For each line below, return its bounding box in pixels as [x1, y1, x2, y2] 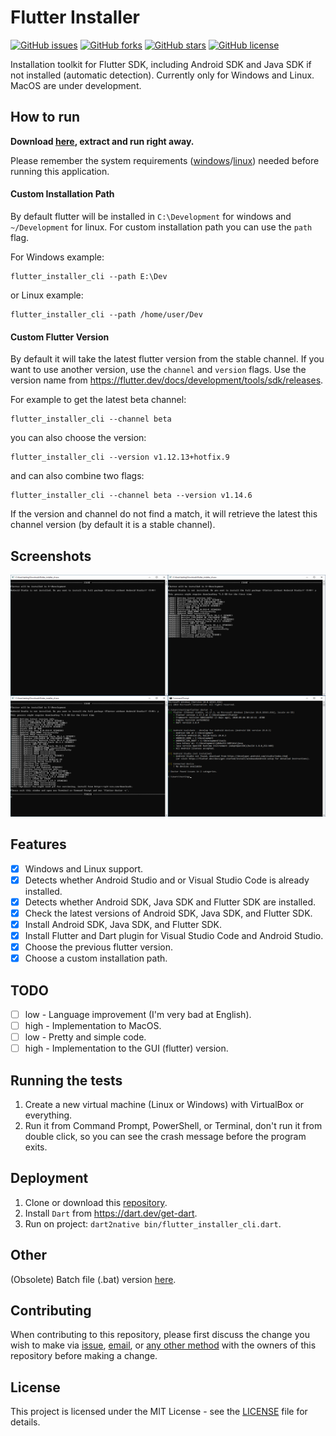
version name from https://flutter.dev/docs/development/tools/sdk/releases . [10, 374, 324, 386]
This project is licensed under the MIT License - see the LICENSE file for [10, 1406, 308, 1418]
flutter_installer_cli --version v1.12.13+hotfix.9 [10, 452, 230, 463]
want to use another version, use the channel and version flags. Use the [10, 364, 307, 376]
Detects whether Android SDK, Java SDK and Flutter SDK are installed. [24, 896, 317, 908]
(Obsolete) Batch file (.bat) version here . [10, 1273, 177, 1285]
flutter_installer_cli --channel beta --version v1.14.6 [10, 491, 253, 501]
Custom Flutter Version [10, 331, 110, 343]
